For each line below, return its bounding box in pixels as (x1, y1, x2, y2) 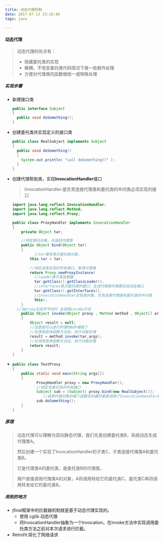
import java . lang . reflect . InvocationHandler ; (12, 202, 106, 207)
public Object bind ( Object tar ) (21, 243, 87, 248)
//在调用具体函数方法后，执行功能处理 (30, 338, 96, 343)
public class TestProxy (12, 362, 61, 367)
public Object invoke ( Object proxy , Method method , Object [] (21, 311, 153, 316)
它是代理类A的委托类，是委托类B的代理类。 (17, 465, 104, 471)
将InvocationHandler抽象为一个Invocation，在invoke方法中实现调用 (19, 519, 155, 525)
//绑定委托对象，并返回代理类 (21, 238, 73, 243)
